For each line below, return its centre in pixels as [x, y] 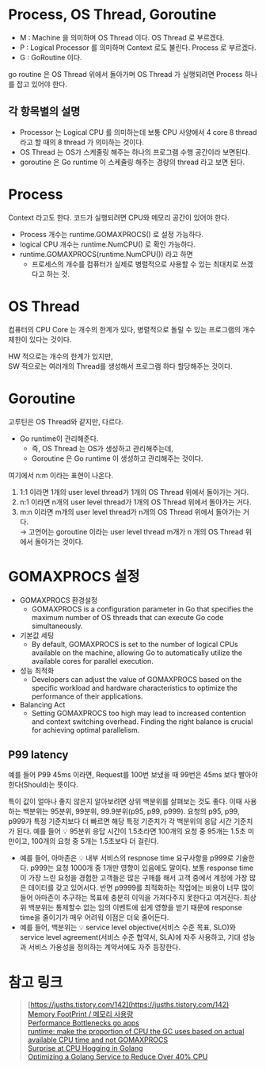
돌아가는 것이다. [59, 542]
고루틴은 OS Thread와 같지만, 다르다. [66, 421]
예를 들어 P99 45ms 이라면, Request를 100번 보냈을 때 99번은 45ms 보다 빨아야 [133, 775]
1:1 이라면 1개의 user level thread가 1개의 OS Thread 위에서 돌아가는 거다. [134, 492]
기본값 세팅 [37, 635]
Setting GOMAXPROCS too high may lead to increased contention [139, 713]
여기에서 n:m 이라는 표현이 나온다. [61, 475]
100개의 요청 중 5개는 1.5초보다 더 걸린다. [95, 841]
